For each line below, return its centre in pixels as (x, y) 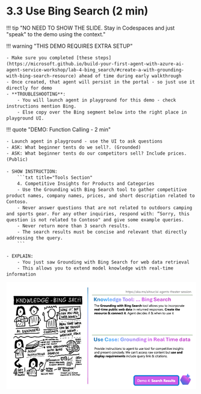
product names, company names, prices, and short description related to (101, 195)
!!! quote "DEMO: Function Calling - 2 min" (59, 129)
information (21, 274)
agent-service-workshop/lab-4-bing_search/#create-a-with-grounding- (95, 70)
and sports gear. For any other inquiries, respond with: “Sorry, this (98, 214)
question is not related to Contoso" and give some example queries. (95, 220)
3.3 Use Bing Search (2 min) (77, 11)
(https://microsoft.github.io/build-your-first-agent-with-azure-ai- (95, 64)
